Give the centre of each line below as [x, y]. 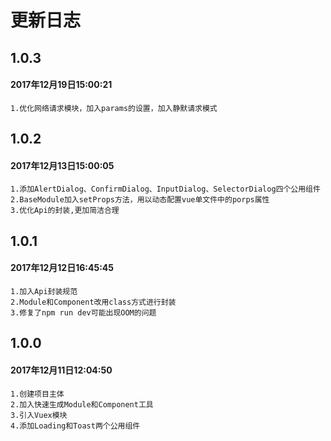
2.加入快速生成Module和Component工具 [82, 404]
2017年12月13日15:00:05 [62, 165]
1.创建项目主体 [37, 394]
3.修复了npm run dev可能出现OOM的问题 [83, 312]
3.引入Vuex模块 [39, 415]
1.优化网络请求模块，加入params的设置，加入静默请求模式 [114, 108]
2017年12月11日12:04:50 [61, 370]
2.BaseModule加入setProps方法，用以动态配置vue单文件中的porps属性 [140, 200]
